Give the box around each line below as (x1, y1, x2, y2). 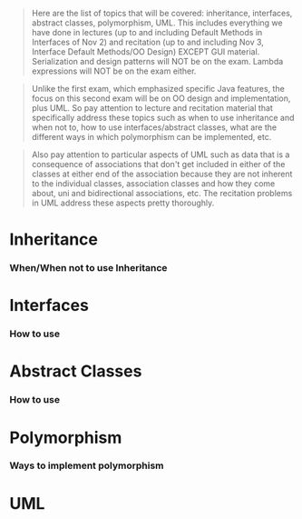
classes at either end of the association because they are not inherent (31, 168, 293, 179)
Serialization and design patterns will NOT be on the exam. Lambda (31, 56, 284, 66)
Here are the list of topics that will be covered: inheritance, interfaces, (31, 8, 293, 18)
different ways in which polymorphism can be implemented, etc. (31, 132, 272, 142)
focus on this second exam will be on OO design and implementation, (31, 93, 291, 104)
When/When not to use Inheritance (9, 262, 168, 274)
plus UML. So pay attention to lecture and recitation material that (31, 103, 274, 113)
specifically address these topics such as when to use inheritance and (31, 113, 295, 123)
